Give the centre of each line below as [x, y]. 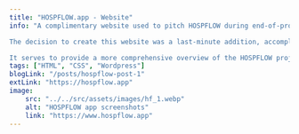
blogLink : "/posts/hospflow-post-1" [77, 75]
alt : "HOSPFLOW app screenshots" [87, 107]
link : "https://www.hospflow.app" [89, 115]
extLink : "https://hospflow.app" [71, 83]
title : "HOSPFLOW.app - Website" [71, 17]
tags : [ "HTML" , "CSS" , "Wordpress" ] [77, 66]
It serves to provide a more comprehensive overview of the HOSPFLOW [141, 58]
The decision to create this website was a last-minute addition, [135, 42]
